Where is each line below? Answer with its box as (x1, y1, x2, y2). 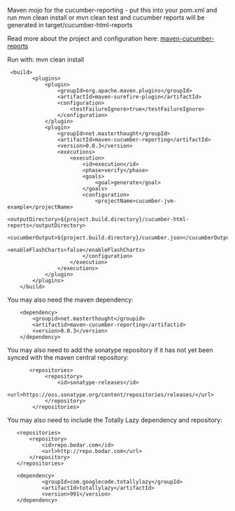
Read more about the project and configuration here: (7, 34, 159, 43)
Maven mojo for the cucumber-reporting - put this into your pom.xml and (7, 6, 218, 14)
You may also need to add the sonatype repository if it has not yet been (7, 346, 213, 354)
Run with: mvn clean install (7, 55, 85, 64)
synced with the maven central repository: (7, 353, 129, 361)
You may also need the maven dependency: (7, 295, 134, 304)
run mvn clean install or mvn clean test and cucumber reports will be (7, 13, 205, 22)
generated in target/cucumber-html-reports (7, 21, 133, 29)
